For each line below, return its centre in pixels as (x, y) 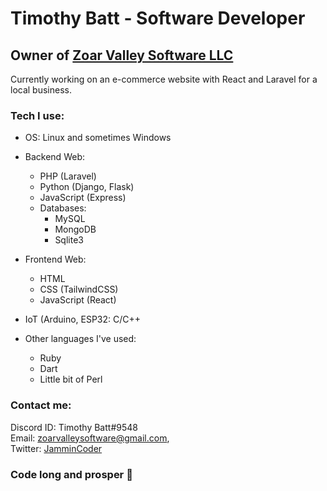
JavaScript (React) (78, 300)
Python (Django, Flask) (87, 187)
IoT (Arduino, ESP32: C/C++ (83, 319)
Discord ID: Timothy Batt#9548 (74, 427)
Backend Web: (54, 157)
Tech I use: (37, 115)
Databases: (63, 208)
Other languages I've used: (80, 339)
